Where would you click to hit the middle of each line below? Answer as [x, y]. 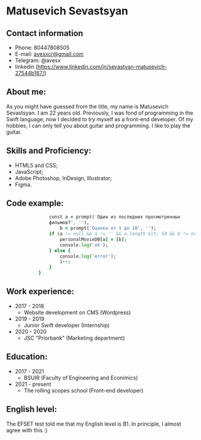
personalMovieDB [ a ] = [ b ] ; [93, 239]
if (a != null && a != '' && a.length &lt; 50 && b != [118, 234]
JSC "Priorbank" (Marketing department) [74, 338]
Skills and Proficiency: [49, 151]
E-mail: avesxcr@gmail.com [49, 54]
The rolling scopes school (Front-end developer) [83, 390]
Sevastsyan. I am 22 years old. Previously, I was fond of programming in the [100, 113]
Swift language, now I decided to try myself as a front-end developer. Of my [100, 119]
